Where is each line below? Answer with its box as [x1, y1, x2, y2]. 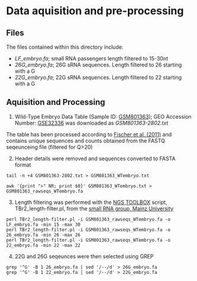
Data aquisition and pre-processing [6, 4, 184, 18]
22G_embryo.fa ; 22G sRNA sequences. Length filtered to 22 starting [14, 74, 182, 81]
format [14, 161, 31, 168]
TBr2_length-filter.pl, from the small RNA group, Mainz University [14, 205, 173, 212]
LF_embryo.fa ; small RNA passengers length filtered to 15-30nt [14, 55, 169, 62]
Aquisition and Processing [6, 97, 105, 107]
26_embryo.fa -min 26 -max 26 [6, 232, 81, 238]
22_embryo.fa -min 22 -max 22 [6, 242, 81, 248]
